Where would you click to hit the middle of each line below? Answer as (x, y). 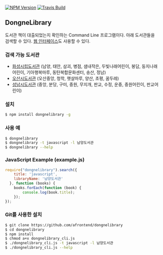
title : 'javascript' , (36, 175)
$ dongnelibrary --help (29, 147)
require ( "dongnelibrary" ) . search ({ (41, 170)
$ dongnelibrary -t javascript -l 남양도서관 (49, 143)
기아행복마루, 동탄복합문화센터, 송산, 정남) (66, 72)
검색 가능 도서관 (22, 55)
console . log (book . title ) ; (49, 192)
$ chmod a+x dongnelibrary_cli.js (40, 239)
